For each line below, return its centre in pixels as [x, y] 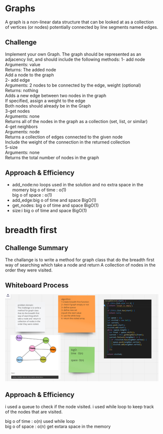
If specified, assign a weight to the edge [45, 101]
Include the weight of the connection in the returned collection [68, 142]
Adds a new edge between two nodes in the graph [56, 95]
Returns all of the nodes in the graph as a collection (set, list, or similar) [76, 121]
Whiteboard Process [37, 285]
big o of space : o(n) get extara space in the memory [58, 426]
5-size [11, 147]
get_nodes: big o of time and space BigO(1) [55, 205]
